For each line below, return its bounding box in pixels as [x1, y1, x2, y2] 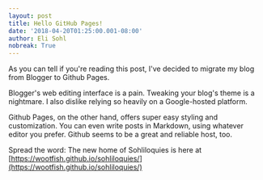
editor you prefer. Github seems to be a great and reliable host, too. [8, 130, 233, 140]
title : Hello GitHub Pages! [8, 19, 104, 27]
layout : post [8, 11, 53, 20]
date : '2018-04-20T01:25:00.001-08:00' [8, 27, 143, 35]
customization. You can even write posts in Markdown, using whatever [8, 121, 244, 131]
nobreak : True [8, 42, 57, 50]
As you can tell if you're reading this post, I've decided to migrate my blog [8, 64, 255, 73]
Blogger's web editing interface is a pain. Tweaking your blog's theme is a [8, 88, 255, 98]
